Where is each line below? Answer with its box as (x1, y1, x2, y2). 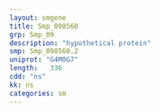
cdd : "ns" (9, 72, 47, 81)
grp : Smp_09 (9, 30, 54, 39)
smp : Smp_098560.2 (9, 47, 79, 56)
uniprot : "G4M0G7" (9, 55, 79, 64)
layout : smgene (9, 13, 67, 23)
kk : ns (9, 80, 34, 89)
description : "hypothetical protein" (9, 38, 152, 48)
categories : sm (9, 89, 67, 98)
